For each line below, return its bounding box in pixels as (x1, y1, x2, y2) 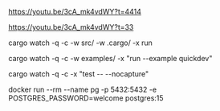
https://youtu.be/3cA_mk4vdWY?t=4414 (8, 7, 142, 16)
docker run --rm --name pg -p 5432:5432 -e (8, 84, 157, 94)
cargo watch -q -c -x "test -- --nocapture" (8, 69, 149, 79)
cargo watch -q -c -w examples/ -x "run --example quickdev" (8, 54, 213, 63)
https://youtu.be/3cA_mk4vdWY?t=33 (8, 23, 134, 31)
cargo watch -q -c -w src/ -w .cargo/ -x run (8, 38, 153, 47)
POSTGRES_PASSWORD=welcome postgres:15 (8, 93, 164, 103)
